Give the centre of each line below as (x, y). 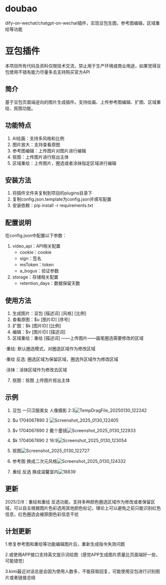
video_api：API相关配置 (36, 246)
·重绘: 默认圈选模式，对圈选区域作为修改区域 (50, 348)
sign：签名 (31, 259)
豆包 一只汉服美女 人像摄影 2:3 (43, 410)
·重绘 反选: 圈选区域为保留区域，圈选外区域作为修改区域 (62, 359)
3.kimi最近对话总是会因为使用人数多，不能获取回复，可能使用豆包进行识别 (81, 572)
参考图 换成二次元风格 (35, 461)
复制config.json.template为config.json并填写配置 (62, 199)
